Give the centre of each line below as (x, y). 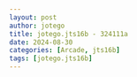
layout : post (33, 17)
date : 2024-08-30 (41, 42)
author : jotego (37, 26)
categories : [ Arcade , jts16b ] (65, 50)
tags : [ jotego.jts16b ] (51, 58)
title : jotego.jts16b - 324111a (68, 34)
